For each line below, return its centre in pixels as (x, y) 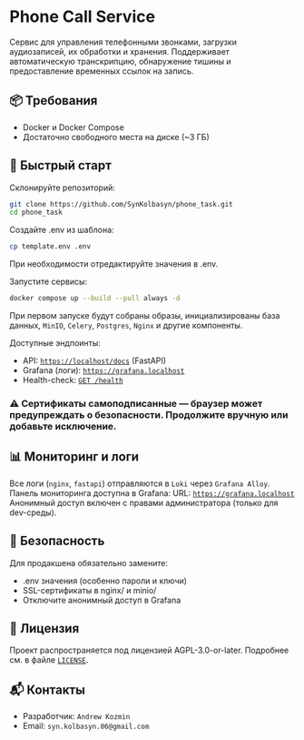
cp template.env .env (50, 247)
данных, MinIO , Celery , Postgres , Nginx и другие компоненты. (126, 326)
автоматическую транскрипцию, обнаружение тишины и (120, 61)
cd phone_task (36, 213)
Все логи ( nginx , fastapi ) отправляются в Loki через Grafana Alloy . (140, 483)
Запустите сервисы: (49, 282)
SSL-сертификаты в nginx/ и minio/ (89, 590)
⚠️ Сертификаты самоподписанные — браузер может (136, 403)
